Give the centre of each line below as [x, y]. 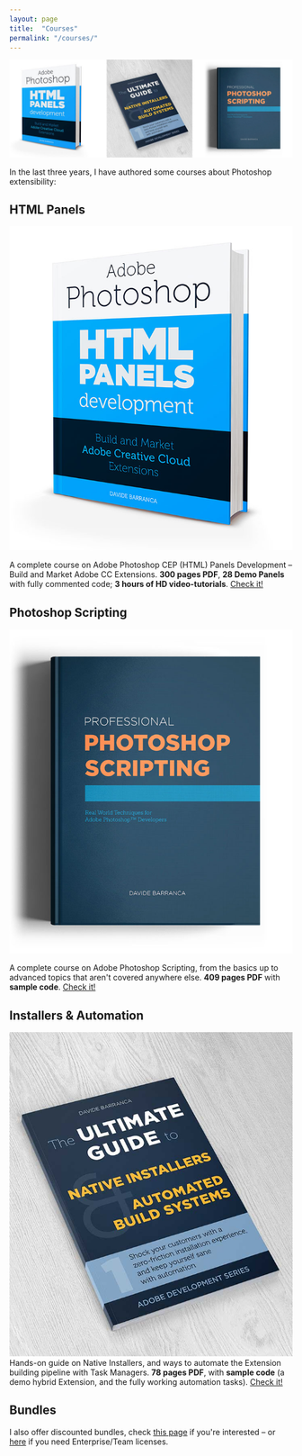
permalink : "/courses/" [54, 38]
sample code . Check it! [53, 987]
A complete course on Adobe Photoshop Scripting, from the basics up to [144, 968]
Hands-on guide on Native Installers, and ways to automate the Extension [145, 1363]
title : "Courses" [44, 28]
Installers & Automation [76, 1015]
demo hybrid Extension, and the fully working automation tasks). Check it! [146, 1382]
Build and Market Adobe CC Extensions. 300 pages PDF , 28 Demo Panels [147, 574]
